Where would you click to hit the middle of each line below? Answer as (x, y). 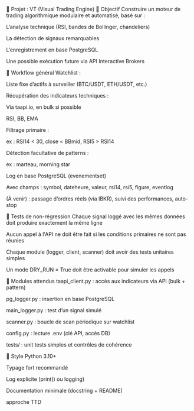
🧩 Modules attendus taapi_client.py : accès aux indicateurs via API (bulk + (96, 281)
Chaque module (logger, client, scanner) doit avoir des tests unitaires (90, 252)
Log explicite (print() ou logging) (45, 379)
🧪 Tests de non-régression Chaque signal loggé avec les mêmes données (96, 216)
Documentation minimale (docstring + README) (64, 391)
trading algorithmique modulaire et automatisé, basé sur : (76, 15)
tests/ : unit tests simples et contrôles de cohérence (69, 345)
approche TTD (24, 402)
